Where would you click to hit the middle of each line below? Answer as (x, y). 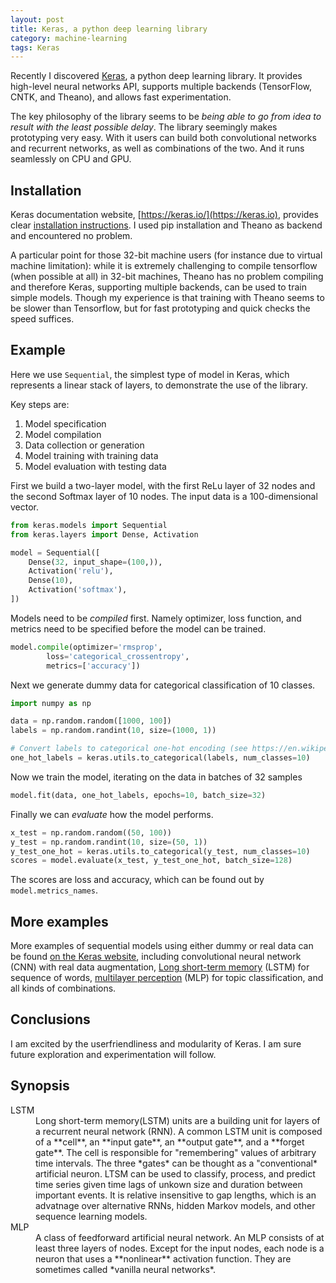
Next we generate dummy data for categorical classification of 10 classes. (163, 685)
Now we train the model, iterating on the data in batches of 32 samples (156, 777)
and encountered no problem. (71, 236)
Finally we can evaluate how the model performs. (112, 814)
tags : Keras (35, 47)
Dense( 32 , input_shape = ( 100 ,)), (95, 562)
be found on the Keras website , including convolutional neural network (156, 957)
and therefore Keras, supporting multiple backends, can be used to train (158, 287)
